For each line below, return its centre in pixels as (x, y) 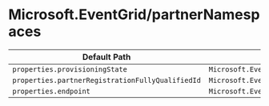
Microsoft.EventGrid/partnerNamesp (134, 15)
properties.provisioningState (70, 69)
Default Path (107, 57)
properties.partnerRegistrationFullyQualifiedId (107, 80)
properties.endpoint (51, 91)
